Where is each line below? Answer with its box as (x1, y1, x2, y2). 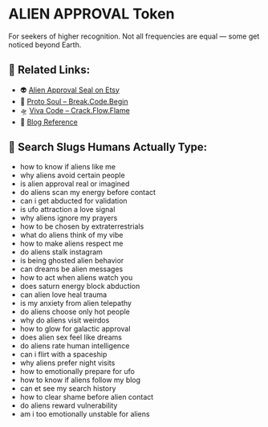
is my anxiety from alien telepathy (19, 298, 132, 307)
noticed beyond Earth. (8, 39, 82, 49)
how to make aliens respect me (19, 238, 124, 248)
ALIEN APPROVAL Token (8, 5, 175, 23)
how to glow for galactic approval (19, 323, 131, 333)
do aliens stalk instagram (19, 246, 103, 257)
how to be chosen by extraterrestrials (19, 222, 144, 231)
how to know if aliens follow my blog (19, 375, 141, 384)
